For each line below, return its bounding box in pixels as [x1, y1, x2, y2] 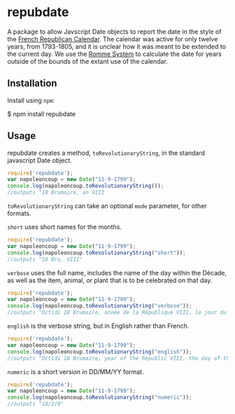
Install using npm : [7, 96, 55, 104]
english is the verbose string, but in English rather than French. [7, 322, 190, 330]
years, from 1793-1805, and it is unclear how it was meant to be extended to [7, 42, 226, 50]
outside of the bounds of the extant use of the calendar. [7, 57, 168, 65]
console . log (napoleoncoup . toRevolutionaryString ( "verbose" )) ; [7, 303, 192, 310]
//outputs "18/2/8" [7, 401, 64, 408]
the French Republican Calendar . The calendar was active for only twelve [7, 34, 218, 43]
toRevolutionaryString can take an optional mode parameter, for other [7, 202, 208, 210]
